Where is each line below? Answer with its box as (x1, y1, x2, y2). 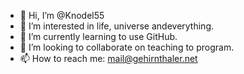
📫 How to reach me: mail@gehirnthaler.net (19, 53, 198, 64)
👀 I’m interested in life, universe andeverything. (19, 20, 215, 32)
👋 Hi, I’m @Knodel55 (19, 10, 105, 21)
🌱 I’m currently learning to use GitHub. (19, 31, 178, 42)
